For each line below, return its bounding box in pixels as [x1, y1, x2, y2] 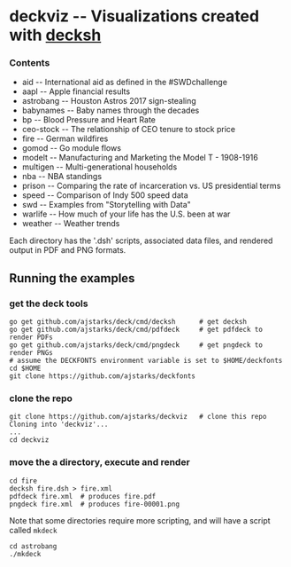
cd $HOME [9, 364, 42, 374]
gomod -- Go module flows [21, 143, 122, 154]
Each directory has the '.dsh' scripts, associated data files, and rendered [9, 235, 273, 246]
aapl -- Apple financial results [21, 86, 131, 97]
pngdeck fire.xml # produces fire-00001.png [9, 500, 180, 508]
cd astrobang [9, 541, 57, 551]
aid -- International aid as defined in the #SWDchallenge [21, 77, 228, 88]
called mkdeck [9, 524, 57, 535]
